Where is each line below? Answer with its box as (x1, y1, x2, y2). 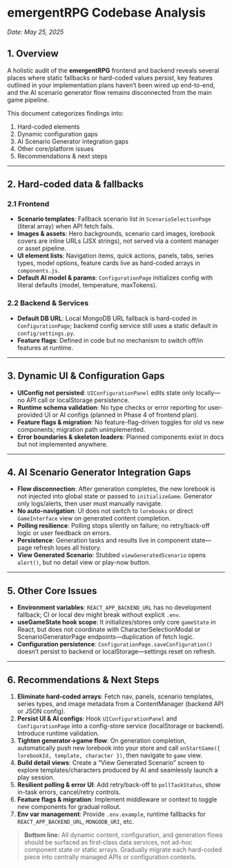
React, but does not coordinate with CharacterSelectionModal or (17, 625, 201, 634)
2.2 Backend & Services (7, 298, 89, 308)
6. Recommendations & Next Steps (7, 673, 160, 686)
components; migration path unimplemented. (17, 425, 146, 433)
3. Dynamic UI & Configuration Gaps (7, 370, 165, 382)
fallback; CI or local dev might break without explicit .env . (17, 611, 181, 619)
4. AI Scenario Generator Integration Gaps (7, 466, 191, 478)
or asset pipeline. (17, 244, 67, 253)
